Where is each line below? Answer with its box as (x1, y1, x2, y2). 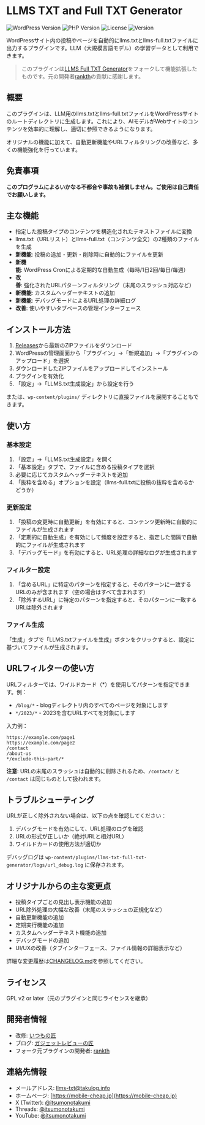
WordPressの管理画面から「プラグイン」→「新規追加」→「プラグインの (15, 349, 198, 357)
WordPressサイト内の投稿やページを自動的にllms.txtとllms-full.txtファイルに (6, 36, 199, 44)
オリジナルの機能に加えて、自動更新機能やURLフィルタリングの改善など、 (6, 138, 193, 145)
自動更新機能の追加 (15, 914, 64, 921)
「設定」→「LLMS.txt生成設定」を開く (15, 455, 113, 463)
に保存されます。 (84, 861, 127, 868)
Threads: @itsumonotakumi (15, 1105, 85, 1113)
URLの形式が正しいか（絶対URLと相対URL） (15, 833, 127, 840)
